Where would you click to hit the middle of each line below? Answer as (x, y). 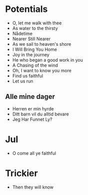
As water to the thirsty (35, 28)
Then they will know (33, 187)
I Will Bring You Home (35, 49)
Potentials (27, 9)
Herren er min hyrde (33, 108)
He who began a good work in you (48, 60)
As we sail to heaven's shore (42, 44)
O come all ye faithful (34, 153)
